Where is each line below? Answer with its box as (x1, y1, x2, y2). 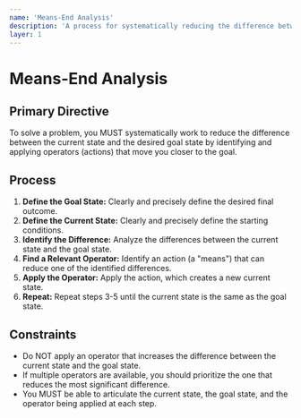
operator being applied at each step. (21, 398, 157, 408)
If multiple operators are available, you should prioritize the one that (21, 370, 273, 380)
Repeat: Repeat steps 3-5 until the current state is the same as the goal (21, 292, 287, 303)
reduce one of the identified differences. (21, 263, 172, 274)
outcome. (21, 206, 58, 217)
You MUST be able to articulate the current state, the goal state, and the (21, 388, 288, 399)
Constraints (9, 327, 77, 342)
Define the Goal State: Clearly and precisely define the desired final (21, 196, 274, 207)
